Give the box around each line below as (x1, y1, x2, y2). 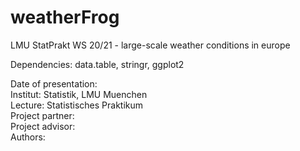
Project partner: (10, 109, 75, 121)
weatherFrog (10, 6, 120, 29)
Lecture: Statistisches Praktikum (10, 99, 144, 111)
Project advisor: (10, 120, 76, 132)
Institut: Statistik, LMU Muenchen (10, 88, 148, 100)
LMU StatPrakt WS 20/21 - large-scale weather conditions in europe (10, 39, 291, 51)
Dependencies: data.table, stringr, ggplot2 (10, 58, 185, 70)
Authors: (10, 131, 46, 143)
